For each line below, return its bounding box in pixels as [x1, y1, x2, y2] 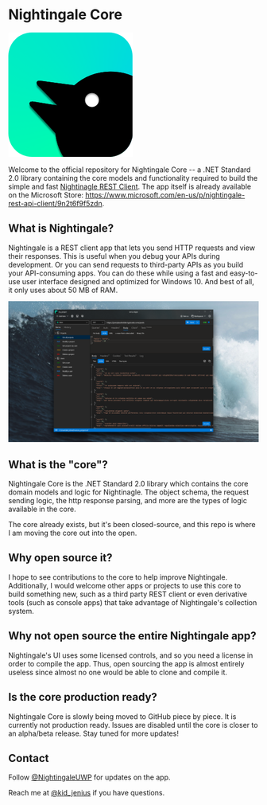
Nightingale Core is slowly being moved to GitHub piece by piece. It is [8, 711, 237, 721]
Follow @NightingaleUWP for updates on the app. [8, 772, 171, 782]
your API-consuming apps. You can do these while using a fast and [8, 268, 228, 278]
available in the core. [8, 504, 77, 514]
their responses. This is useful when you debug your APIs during [8, 251, 220, 260]
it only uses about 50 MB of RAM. [8, 285, 118, 295]
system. [8, 606, 34, 615]
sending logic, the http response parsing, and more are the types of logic [8, 496, 248, 506]
